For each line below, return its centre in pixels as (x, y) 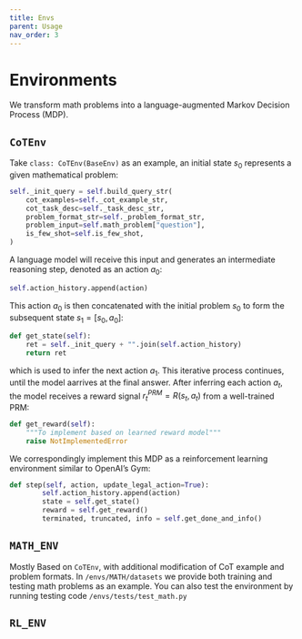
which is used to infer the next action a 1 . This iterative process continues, (147, 371)
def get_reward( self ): (52, 424)
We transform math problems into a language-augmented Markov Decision (150, 105)
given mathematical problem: (64, 175)
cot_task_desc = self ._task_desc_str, (96, 208)
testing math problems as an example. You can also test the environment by (151, 586)
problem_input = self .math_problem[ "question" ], (116, 225)
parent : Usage (36, 26)
